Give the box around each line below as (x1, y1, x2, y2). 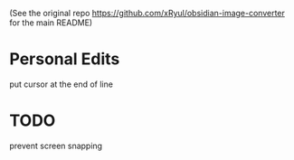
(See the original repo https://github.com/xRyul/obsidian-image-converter (9, 8, 285, 18)
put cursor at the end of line (9, 79, 113, 89)
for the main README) (9, 17, 93, 28)
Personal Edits (9, 49, 120, 70)
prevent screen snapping (9, 140, 102, 151)
